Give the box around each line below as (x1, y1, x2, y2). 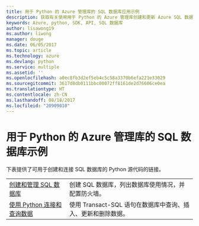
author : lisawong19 (6, 25, 54, 32)
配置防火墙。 (69, 190, 105, 198)
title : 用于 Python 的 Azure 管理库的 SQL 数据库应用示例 (6, 8, 140, 15)
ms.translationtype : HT (6, 86, 65, 92)
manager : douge (6, 36, 44, 42)
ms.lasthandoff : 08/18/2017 (6, 97, 76, 103)
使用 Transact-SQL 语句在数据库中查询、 (69, 200, 184, 209)
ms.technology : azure (6, 53, 60, 59)
